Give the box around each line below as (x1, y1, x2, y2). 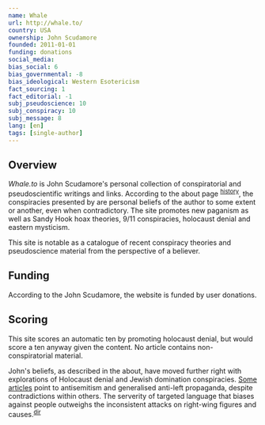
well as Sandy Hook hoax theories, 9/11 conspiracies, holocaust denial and (8, 214, 251, 224)
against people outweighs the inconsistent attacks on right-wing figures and (8, 400, 257, 409)
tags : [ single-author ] (8, 129, 83, 137)
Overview (8, 159, 58, 172)
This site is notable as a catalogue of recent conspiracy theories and (8, 238, 232, 247)
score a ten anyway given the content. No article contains (8, 342, 196, 352)
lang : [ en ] (8, 122, 44, 130)
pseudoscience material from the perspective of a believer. (8, 246, 200, 256)
